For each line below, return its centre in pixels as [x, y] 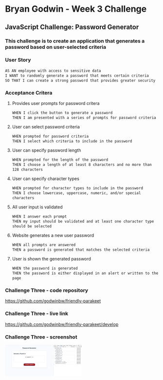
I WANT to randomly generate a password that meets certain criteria [77, 76]
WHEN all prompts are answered [44, 245]
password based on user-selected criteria [55, 47]
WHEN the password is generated [45, 269]
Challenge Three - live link [37, 314]
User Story [18, 60]
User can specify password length [46, 150]
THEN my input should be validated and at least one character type [83, 221]
